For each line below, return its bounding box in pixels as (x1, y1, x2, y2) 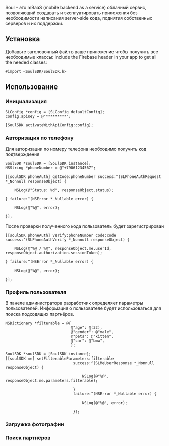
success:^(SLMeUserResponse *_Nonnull (73, 361, 155, 366)
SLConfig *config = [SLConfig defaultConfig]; (5, 109, 105, 114)
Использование (5, 83, 58, 92)
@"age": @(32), (70, 325, 102, 330)
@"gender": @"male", (70, 330, 114, 335)
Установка (5, 35, 40, 43)
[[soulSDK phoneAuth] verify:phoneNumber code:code (5, 233, 116, 238)
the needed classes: (5, 59, 47, 65)
